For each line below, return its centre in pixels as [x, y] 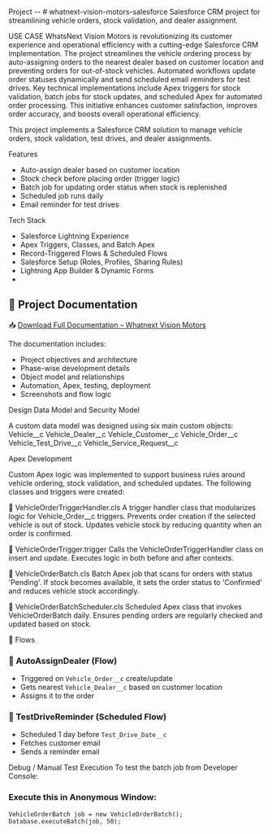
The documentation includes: [57, 343]
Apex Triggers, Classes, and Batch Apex [88, 245]
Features [23, 154]
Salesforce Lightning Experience [75, 236]
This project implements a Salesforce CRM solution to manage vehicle [125, 130]
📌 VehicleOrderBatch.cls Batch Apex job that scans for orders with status [131, 574]
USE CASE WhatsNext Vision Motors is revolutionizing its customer [121, 36]
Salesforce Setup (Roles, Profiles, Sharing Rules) [101, 262]
